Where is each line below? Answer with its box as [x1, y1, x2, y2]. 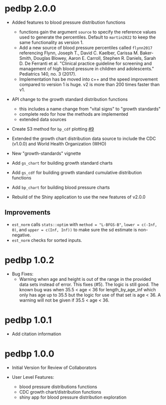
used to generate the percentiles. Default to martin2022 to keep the [19, 34, 156, 40]
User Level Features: [11, 374, 55, 380]
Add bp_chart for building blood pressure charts [11, 184, 110, 190]
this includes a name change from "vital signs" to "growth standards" [19, 106, 161, 112]
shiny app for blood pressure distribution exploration [19, 394, 127, 400]
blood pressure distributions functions [19, 384, 98, 390]
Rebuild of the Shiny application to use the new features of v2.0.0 [11, 194, 146, 200]
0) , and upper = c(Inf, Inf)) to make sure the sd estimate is [11, 226, 137, 232]
